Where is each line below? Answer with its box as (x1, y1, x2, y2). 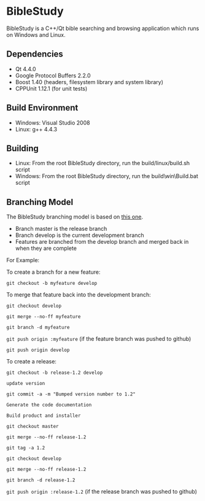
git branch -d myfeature (6, 324, 70, 331)
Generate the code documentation (6, 402, 92, 408)
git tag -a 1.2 (6, 445, 45, 451)
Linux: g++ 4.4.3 (15, 125, 57, 133)
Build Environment (6, 103, 79, 113)
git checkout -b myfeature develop (6, 281, 98, 287)
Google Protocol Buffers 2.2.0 (15, 72, 91, 79)
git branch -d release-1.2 (6, 477, 75, 483)
